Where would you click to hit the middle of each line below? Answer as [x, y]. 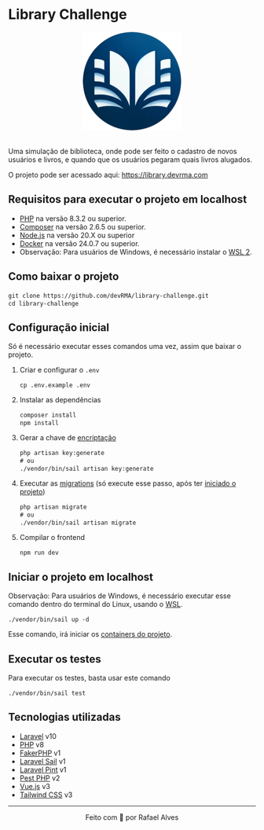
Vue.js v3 [35, 786]
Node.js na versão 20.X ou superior [77, 235]
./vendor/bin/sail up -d [49, 620]
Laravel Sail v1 [42, 761]
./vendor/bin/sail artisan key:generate [86, 469]
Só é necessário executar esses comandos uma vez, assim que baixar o [125, 347]
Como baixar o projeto [64, 277]
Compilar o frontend [52, 538]
